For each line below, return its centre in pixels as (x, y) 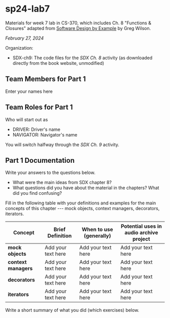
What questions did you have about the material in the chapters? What (86, 188)
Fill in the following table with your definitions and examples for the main (81, 203)
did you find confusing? (37, 193)
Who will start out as (27, 119)
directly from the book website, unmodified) (58, 63)
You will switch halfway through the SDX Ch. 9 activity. (62, 145)
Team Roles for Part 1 (39, 107)
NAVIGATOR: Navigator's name (45, 134)
